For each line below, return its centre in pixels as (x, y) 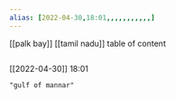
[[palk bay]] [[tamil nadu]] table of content (88, 43)
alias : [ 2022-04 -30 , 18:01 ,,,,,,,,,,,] (82, 18)
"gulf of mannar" (42, 85)
